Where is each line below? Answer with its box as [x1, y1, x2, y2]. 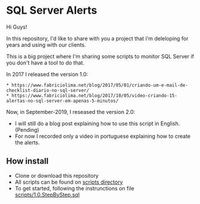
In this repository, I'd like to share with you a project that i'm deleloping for [6, 35, 189, 42]
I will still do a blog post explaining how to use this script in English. [14, 120, 180, 127]
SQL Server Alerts [6, 4, 97, 17]
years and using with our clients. [6, 41, 87, 48]
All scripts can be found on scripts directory [14, 178, 124, 186]
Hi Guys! [6, 23, 27, 30]
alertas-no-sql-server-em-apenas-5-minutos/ [6, 98, 119, 104]
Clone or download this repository [14, 172, 99, 179]
